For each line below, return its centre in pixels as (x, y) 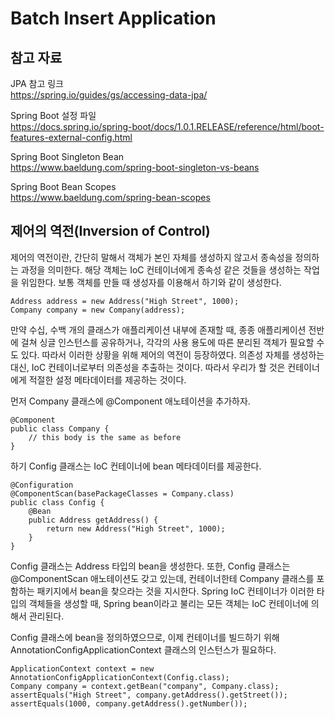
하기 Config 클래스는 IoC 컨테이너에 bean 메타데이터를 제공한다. (136, 466)
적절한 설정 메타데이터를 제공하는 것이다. (107, 379)
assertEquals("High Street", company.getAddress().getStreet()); (149, 695)
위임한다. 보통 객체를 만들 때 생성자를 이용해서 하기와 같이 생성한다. (151, 282)
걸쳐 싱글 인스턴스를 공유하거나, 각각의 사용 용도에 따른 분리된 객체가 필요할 (167, 342)
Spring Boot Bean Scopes (63, 186)
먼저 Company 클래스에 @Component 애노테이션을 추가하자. (130, 401)
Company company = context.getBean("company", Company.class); (145, 686)
